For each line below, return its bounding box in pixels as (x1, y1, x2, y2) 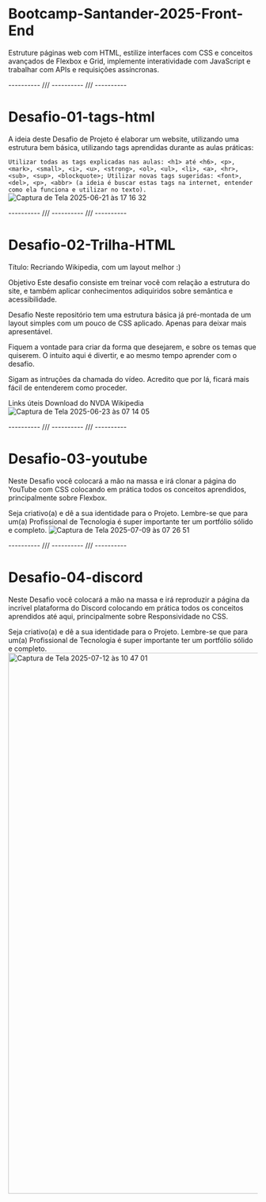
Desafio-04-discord (8, 568, 143, 586)
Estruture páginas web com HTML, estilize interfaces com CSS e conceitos (8, 48, 253, 57)
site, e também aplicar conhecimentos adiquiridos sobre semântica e (8, 286, 234, 295)
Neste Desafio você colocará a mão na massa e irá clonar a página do (8, 476, 237, 485)
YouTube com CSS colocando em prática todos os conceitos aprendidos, (8, 484, 247, 494)
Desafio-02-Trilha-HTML (8, 236, 176, 254)
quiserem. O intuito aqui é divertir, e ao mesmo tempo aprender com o (8, 350, 237, 360)
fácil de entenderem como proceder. (8, 383, 127, 392)
